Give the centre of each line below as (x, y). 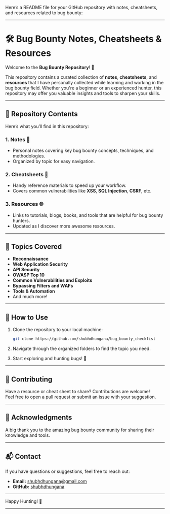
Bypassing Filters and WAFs (43, 286)
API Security (26, 270)
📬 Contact (23, 457)
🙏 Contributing (29, 379)
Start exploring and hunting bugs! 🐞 (50, 359)
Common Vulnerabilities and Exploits (52, 280)
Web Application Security (40, 264)
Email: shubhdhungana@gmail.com (50, 481)
